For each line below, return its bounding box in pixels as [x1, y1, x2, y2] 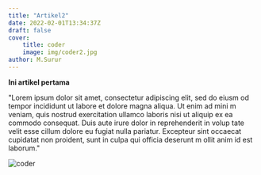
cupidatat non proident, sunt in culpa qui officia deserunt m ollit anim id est [8, 135, 253, 144]
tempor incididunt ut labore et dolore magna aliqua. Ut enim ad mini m [8, 101, 236, 111]
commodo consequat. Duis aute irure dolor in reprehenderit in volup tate [8, 118, 244, 127]
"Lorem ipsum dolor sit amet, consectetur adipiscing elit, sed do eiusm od [8, 93, 250, 102]
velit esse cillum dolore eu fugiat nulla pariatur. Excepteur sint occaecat [8, 126, 242, 135]
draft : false [8, 26, 52, 34]
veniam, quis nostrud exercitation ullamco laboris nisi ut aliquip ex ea [8, 109, 233, 119]
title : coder [22, 41, 66, 49]
